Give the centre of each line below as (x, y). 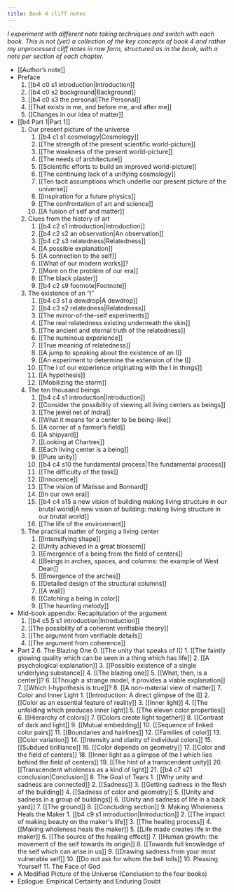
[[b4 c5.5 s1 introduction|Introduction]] (84, 620)
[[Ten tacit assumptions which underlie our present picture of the (132, 181)
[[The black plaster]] (68, 278)
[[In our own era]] (64, 494)
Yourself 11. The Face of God (58, 866)
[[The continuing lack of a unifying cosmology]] (107, 174)
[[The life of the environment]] (82, 523)
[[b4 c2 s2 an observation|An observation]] (101, 233)
